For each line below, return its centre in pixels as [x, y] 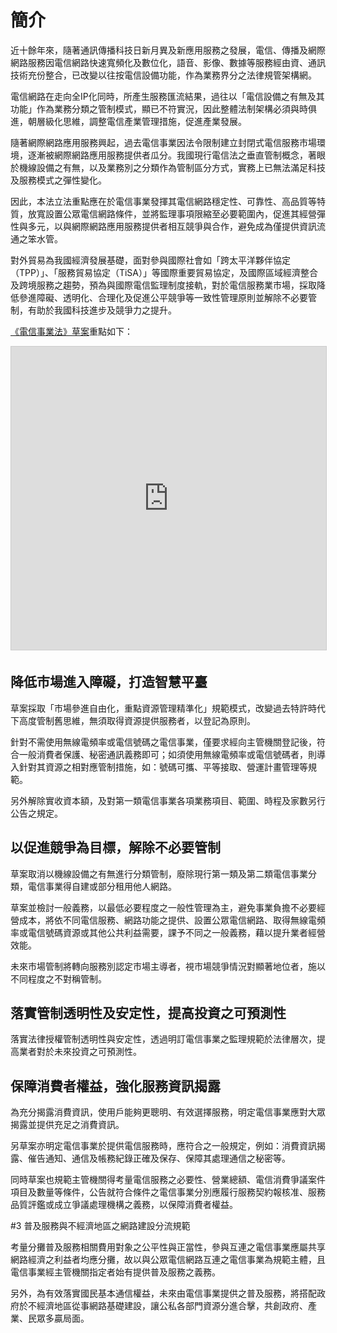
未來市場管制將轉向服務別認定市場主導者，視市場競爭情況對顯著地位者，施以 [168, 966]
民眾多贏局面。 [58, 1318]
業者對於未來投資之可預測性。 [80, 1052]
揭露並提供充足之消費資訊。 [67, 1125]
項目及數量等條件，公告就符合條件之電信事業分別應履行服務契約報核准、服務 [168, 1192]
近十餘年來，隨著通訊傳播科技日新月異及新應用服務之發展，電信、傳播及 [159, 50]
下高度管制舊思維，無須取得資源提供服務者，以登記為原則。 [133, 720]
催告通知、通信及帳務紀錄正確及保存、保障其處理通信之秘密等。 [159, 1158]
